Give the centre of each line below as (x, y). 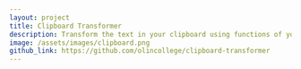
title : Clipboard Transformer (66, 26)
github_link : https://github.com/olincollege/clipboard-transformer (140, 51)
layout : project (39, 17)
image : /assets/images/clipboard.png (80, 43)
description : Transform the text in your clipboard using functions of (146, 34)
